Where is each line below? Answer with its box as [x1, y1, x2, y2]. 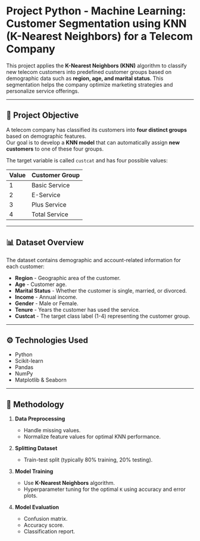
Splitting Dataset [14, 445, 58, 452]
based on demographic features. [6, 133, 86, 140]
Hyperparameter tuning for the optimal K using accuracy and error [23, 485, 186, 493]
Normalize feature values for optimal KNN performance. [23, 433, 161, 440]
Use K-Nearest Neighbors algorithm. [23, 479, 115, 487]
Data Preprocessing [14, 415, 65, 422]
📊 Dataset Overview [6, 238, 85, 248]
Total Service [32, 210, 68, 219]
